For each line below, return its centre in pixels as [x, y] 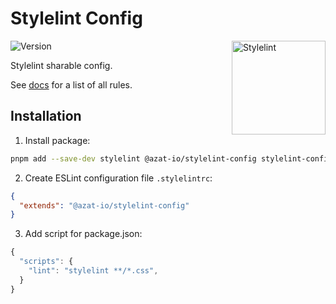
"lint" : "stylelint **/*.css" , [93, 271]
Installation [46, 116]
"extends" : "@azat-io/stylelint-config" [104, 205]
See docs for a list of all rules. [71, 84]
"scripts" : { [46, 262]
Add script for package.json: [83, 234]
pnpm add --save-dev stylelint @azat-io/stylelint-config [133, 158]
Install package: [57, 140]
